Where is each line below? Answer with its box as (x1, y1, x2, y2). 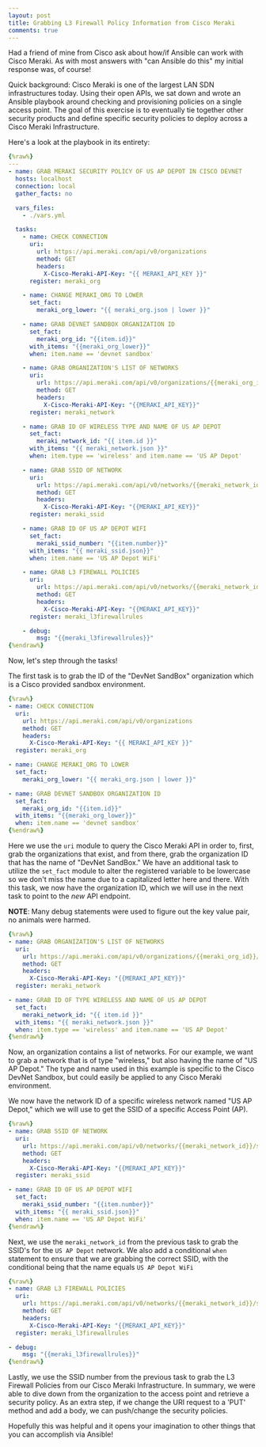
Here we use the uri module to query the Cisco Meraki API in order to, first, (8, 841, 255, 850)
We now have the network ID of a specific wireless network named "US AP (8, 1096, 253, 1106)
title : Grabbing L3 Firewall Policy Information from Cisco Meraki (8, 19, 236, 27)
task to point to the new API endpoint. (8, 891, 131, 901)
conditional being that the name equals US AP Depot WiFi (8, 1262, 194, 1271)
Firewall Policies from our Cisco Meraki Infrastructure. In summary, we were (8, 1381, 256, 1390)
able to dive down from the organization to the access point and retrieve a (8, 1389, 249, 1399)
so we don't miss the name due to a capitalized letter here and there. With (8, 875, 249, 883)
